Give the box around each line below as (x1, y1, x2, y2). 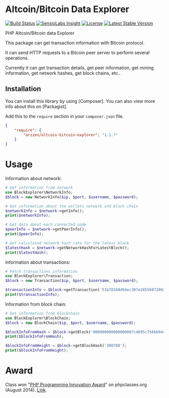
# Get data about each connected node (5, 222, 87, 228)
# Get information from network (5, 185, 73, 190)
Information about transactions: (5, 259, 70, 265)
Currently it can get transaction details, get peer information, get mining (5, 65, 154, 71)
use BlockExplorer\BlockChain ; (5, 315, 71, 321)
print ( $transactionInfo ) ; (5, 292, 59, 297)
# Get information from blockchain (5, 311, 80, 316)
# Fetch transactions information (5, 269, 78, 274)
